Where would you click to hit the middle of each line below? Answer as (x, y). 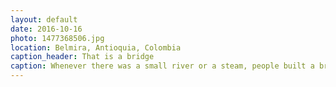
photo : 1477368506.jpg (57, 38)
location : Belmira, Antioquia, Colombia (96, 47)
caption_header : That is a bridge (82, 57)
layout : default (44, 19)
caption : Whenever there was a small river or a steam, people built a (162, 66)
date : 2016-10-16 (46, 29)
